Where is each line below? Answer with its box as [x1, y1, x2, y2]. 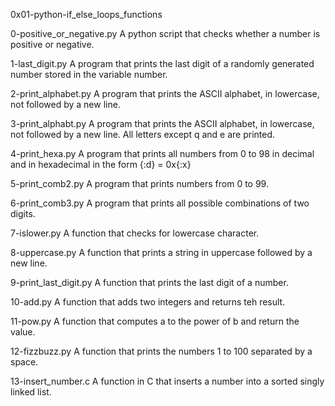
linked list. [10, 386, 52, 398]
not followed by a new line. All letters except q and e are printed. [10, 129, 276, 140]
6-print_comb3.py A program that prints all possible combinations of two [10, 197, 310, 209]
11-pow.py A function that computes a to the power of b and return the [10, 315, 300, 327]
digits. [10, 208, 36, 219]
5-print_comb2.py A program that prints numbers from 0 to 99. [10, 178, 269, 189]
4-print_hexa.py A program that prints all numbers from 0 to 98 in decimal [10, 148, 315, 159]
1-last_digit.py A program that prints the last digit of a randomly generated [10, 58, 315, 69]
